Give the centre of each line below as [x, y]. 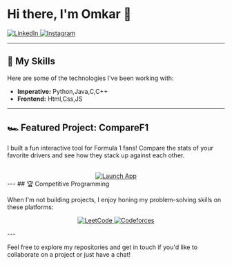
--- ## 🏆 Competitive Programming [58, 184]
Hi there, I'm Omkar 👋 [69, 14]
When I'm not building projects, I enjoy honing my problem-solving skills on [114, 199]
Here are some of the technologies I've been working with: [90, 78]
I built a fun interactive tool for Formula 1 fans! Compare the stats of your [110, 148]
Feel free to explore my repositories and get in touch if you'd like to [103, 247]
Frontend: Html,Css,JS [50, 99]
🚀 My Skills [31, 61]
